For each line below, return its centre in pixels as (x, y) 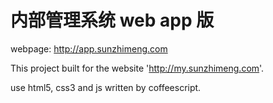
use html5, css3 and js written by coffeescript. (106, 87)
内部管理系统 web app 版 (112, 20)
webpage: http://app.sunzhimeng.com (89, 48)
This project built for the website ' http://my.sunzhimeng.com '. (137, 68)
